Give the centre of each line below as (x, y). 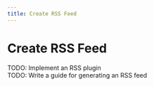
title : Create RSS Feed (42, 14)
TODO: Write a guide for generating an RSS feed (77, 75)
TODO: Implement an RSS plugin (54, 68)
